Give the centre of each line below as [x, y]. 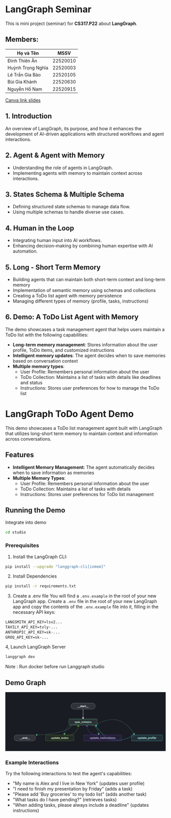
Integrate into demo [26, 523]
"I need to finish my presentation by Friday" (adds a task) [73, 789]
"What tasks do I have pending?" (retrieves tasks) [65, 800]
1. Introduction [28, 116]
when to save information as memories [53, 473]
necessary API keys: [34, 612]
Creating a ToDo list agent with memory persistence [67, 296]
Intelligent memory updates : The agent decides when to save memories [89, 356]
